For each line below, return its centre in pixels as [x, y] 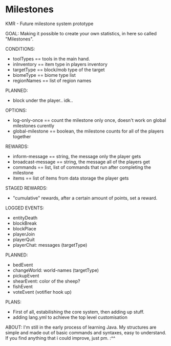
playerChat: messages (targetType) [50, 245]
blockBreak [25, 223]
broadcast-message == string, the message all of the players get [81, 162]
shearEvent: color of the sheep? [46, 281]
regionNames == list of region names [52, 80]
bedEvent [23, 265]
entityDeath [25, 218]
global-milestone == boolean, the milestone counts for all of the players [88, 131]
